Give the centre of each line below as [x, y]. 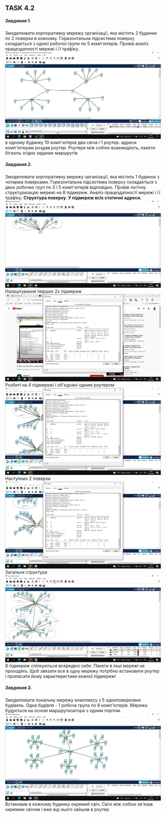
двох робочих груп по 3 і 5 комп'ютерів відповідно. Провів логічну [76, 187]
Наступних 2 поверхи [28, 478]
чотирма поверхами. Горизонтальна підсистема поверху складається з [81, 182]
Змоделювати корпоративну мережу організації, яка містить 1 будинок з [82, 177]
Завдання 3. [19, 688]
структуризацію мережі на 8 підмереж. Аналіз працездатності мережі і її [83, 193]
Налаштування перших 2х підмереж [43, 292]
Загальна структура [26, 572]
